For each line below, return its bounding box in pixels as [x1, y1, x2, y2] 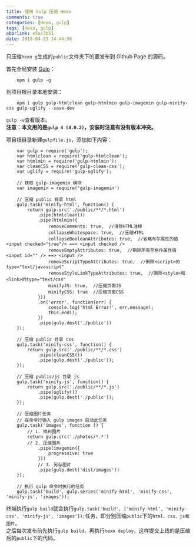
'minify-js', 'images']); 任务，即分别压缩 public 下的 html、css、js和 [21, 512, 190, 519]
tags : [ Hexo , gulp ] [6, 25, 54, 31]
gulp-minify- [156, 100, 188, 106]
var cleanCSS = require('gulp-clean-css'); [16, 163, 125, 169]
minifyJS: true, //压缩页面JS [48, 283, 122, 289]
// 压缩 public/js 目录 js [16, 374, 79, 380]
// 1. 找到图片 [27, 429, 61, 434]
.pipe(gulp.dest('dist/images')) [37, 467, 119, 473]
